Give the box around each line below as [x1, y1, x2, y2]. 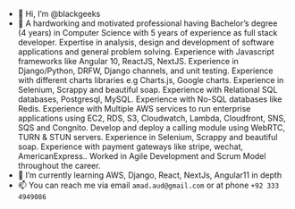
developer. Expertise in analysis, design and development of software [17, 37, 274, 47]
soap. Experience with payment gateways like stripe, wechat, [17, 141, 244, 152]
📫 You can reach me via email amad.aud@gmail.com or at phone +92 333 [17, 180, 280, 190]
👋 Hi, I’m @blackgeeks [17, 9, 101, 19]
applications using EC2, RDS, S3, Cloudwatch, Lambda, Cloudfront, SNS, [17, 113, 286, 123]
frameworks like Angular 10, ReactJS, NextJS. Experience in [17, 56, 240, 66]
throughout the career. [17, 161, 101, 171]
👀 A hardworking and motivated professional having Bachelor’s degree [17, 18, 278, 29]
